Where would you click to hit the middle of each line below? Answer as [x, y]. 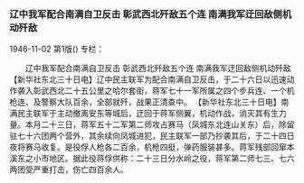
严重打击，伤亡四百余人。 [81, 169]
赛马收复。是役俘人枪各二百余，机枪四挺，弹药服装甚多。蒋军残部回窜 [156, 147]
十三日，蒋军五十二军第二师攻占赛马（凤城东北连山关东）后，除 [167, 124]
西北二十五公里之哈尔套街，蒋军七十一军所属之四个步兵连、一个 [167, 91]
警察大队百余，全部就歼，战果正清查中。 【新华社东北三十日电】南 [165, 102]
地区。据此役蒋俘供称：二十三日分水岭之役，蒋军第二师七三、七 [167, 159]
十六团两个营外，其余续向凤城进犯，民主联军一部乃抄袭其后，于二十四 [156, 136]
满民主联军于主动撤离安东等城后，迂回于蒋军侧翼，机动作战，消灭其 [136, 114]
